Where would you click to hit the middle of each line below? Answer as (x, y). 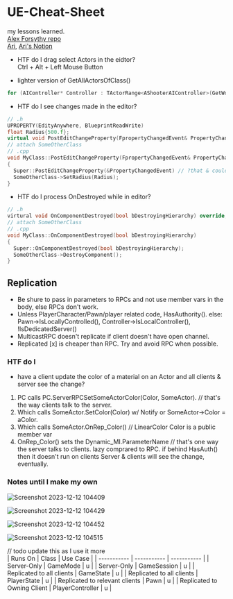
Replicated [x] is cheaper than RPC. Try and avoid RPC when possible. (118, 344)
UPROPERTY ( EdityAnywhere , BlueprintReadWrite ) (76, 126)
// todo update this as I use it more (56, 551)
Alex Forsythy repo (34, 38)
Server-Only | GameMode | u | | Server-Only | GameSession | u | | (101, 566)
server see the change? (51, 384)
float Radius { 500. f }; (38, 132)
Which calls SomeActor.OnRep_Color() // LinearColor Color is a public (116, 427)
